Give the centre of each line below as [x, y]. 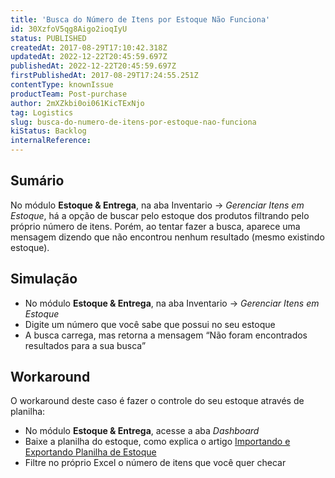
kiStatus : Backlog [48, 131]
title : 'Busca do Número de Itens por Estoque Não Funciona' [140, 19]
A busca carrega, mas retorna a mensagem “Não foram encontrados [166, 335]
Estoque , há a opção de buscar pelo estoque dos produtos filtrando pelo [160, 215]
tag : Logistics [42, 112]
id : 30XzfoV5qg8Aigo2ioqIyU [69, 29]
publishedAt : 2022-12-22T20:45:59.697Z [93, 66]
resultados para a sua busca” [85, 345]
